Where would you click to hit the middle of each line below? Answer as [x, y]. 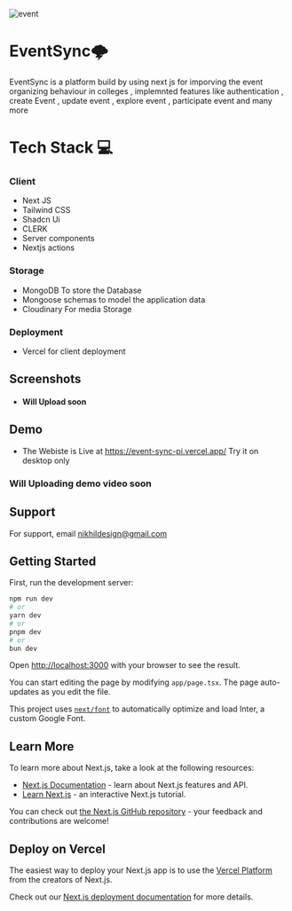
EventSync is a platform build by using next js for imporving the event [136, 82]
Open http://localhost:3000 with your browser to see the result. [125, 665]
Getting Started [53, 561]
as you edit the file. [76, 692]
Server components [58, 239]
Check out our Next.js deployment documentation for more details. [131, 897]
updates [24, 692]
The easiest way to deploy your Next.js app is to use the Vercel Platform [141, 870]
